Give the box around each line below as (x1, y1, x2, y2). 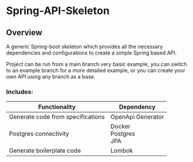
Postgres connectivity (9, 130, 69, 138)
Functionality (38, 103, 76, 111)
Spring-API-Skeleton (6, 4, 110, 18)
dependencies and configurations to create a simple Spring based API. (6, 49, 177, 56)
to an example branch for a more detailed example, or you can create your (6, 67, 186, 74)
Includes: (6, 87, 33, 96)
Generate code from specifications (9, 113, 105, 121)
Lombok (110, 147, 133, 155)
